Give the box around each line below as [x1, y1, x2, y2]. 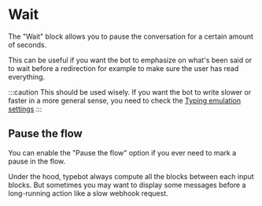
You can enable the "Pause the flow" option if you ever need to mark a [8, 148, 237, 157]
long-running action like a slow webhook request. [8, 188, 169, 198]
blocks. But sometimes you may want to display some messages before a [8, 180, 246, 189]
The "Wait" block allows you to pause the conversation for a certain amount [8, 32, 254, 41]
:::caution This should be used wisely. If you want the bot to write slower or [8, 87, 252, 96]
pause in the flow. [8, 156, 66, 166]
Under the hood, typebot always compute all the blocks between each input [8, 171, 254, 181]
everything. [8, 72, 46, 81]
